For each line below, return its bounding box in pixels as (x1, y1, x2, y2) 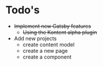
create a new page (22, 47, 68, 54)
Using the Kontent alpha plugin (22, 28, 97, 35)
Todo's (5, 3, 40, 17)
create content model (22, 41, 75, 48)
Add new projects (13, 35, 57, 42)
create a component (22, 53, 72, 60)
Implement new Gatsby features (13, 23, 91, 30)
